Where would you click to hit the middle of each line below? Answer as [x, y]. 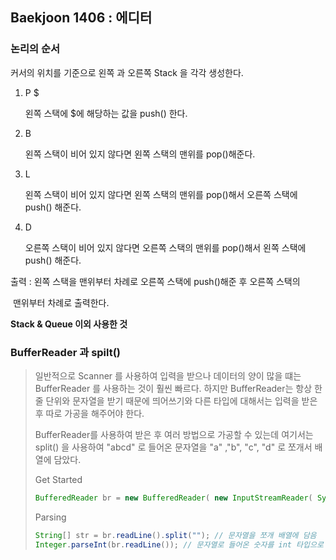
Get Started [58, 479]
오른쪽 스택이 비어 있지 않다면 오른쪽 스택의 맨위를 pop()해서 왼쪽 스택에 [165, 247]
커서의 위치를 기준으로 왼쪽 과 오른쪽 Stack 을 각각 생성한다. [127, 72]
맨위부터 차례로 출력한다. [61, 302]
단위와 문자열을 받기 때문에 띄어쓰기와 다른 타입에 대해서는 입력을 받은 [181, 400]
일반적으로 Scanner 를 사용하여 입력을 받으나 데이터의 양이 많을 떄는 [168, 375]
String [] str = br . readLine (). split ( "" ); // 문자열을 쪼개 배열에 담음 [175, 535]
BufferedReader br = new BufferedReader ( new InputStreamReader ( [173, 498]
